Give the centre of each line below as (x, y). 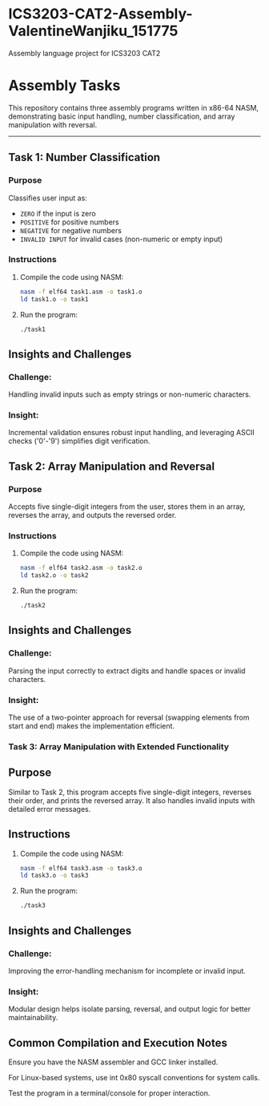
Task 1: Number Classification (84, 157)
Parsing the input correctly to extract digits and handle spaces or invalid (127, 671)
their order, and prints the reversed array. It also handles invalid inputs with (132, 800)
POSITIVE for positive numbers (70, 222)
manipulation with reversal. (53, 124)
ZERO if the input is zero (58, 213)
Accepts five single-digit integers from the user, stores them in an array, (127, 507)
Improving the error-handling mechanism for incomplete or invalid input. (127, 971)
